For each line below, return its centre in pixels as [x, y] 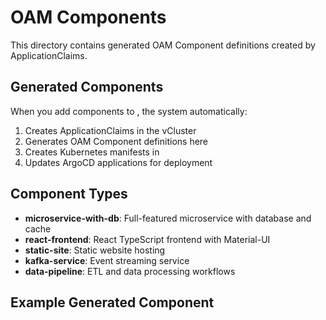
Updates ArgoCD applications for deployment [118, 162]
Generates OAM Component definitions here [116, 141]
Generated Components [87, 87]
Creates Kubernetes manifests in [92, 152]
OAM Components [88, 17]
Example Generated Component [112, 302]
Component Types [69, 194]
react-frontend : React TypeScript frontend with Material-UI [147, 239]
